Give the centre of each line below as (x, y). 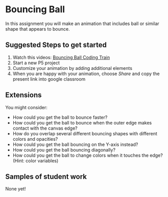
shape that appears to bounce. (38, 29)
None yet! (16, 189)
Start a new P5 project (36, 63)
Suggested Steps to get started (56, 45)
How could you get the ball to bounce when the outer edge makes (82, 122)
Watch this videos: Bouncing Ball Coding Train (61, 57)
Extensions (23, 95)
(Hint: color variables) (35, 161)
